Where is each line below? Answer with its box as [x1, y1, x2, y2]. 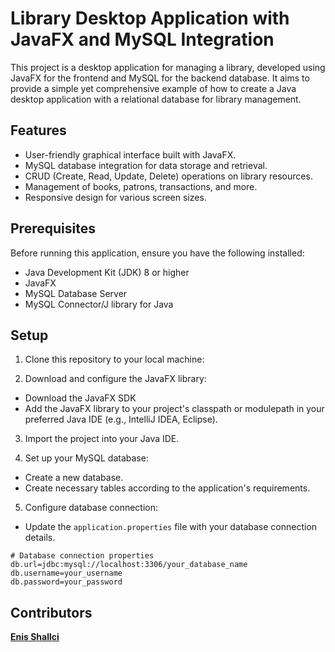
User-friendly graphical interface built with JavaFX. [24, 148, 237, 161]
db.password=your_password [10, 577, 123, 587]
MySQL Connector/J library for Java [24, 298, 174, 310]
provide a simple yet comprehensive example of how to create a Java [10, 82, 297, 94]
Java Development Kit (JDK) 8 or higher [24, 266, 190, 278]
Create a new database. [24, 472, 124, 484]
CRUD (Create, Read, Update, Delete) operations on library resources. [24, 170, 313, 182]
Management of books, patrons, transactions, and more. [24, 180, 258, 192]
